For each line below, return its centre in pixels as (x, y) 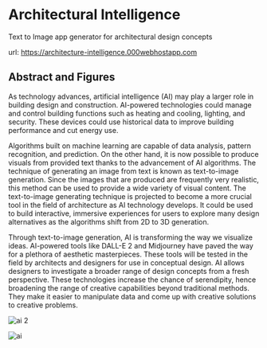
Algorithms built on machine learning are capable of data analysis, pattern (130, 146)
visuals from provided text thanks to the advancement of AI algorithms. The (132, 162)
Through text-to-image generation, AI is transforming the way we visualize (131, 237)
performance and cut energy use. (63, 130)
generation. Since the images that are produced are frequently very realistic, (133, 179)
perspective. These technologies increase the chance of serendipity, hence (132, 280)
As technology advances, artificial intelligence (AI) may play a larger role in (131, 96)
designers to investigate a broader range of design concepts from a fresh (129, 271)
